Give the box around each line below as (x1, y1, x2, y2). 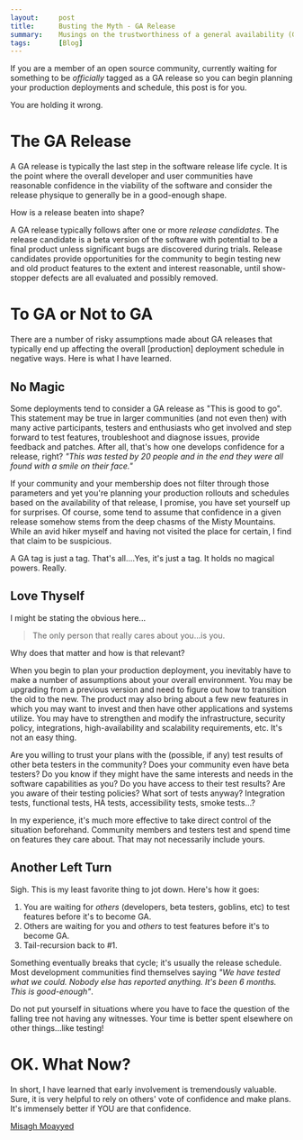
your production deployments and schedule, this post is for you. (10, 82, 247, 93)
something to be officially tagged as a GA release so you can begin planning (10, 73, 293, 84)
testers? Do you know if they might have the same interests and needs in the (10, 768, 294, 780)
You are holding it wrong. (10, 100, 103, 111)
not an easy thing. (10, 732, 77, 743)
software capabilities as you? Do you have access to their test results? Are (10, 778, 286, 789)
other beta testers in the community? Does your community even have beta (10, 759, 290, 770)
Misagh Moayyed (10, 1120, 75, 1131)
